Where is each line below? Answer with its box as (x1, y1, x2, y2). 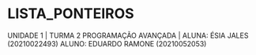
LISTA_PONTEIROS (7, 5, 135, 23)
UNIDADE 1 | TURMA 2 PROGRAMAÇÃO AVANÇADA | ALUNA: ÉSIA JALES (7, 31, 249, 40)
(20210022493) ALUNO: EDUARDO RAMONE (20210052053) (7, 38, 207, 48)
